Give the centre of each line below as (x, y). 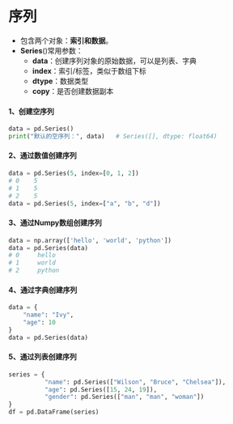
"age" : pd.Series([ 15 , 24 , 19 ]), (101, 389)
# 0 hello (32, 256)
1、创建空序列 (32, 111)
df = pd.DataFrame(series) (54, 412)
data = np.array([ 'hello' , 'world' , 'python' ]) (90, 240)
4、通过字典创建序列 (43, 290)
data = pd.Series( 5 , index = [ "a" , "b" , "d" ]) (85, 203)
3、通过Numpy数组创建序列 (55, 223)
